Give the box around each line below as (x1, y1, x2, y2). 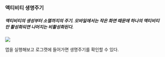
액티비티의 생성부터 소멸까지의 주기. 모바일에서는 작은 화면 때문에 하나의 (5, 17, 143, 23)
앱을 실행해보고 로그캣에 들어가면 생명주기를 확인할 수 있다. (5, 46, 119, 53)
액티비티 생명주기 (5, 4, 44, 11)
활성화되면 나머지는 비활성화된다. (10, 24, 74, 30)
